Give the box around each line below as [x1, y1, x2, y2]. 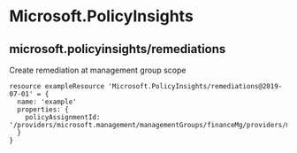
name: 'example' [17, 97, 77, 106]
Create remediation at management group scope [9, 65, 187, 75]
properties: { [17, 105, 69, 114]
